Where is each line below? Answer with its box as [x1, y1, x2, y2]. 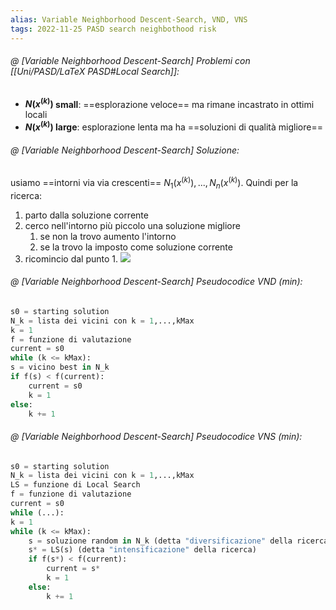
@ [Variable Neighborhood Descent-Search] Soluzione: [10, 144, 240, 156]
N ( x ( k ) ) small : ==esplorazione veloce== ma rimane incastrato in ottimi [24, 96, 315, 110]
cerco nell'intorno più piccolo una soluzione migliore [24, 219, 241, 231]
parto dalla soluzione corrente [24, 209, 149, 221]
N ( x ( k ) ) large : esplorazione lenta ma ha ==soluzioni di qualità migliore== [24, 119, 323, 133]
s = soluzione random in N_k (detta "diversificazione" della [28, 536, 293, 546]
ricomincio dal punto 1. [24, 252, 119, 265]
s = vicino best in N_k [10, 362, 110, 373]
